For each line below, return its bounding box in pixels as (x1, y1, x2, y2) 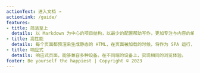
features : (6, 19, 31, 25)
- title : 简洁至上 (6, 25, 49, 31)
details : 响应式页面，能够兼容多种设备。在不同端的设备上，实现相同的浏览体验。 (11, 52, 186, 58)
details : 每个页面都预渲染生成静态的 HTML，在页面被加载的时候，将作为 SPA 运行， (11, 42, 195, 48)
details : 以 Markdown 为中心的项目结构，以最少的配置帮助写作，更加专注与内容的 (11, 31, 191, 36)
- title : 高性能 (6, 36, 44, 42)
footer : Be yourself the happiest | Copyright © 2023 (6, 58, 143, 64)
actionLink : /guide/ (6, 14, 58, 20)
